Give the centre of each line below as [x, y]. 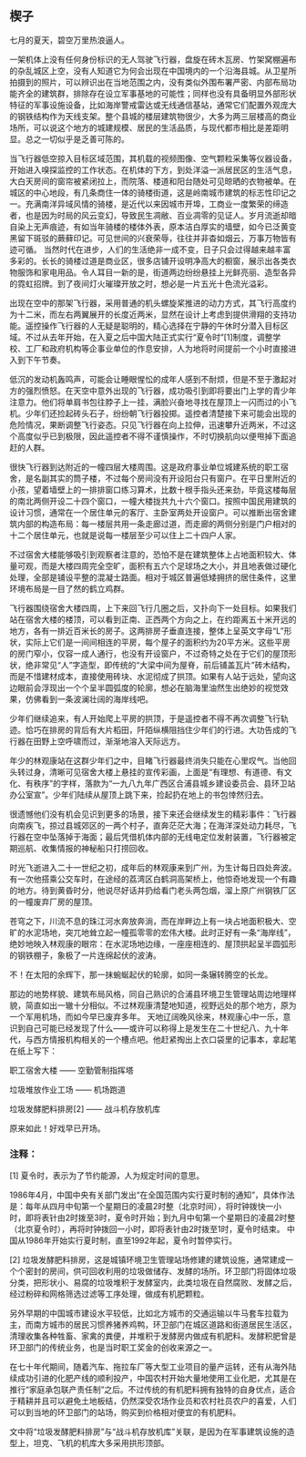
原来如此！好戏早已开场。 [57, 1128]
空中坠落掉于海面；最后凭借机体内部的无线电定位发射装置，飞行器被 [161, 837]
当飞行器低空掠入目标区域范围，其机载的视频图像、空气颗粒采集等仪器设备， [153, 158]
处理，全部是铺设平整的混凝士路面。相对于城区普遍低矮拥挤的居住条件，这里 [153, 577]
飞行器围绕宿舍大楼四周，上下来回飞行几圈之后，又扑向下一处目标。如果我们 [153, 607]
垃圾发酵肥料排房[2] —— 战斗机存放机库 [85, 1108]
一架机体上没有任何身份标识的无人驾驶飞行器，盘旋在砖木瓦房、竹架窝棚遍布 [153, 59]
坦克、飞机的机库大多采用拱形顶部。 [101, 1443]
